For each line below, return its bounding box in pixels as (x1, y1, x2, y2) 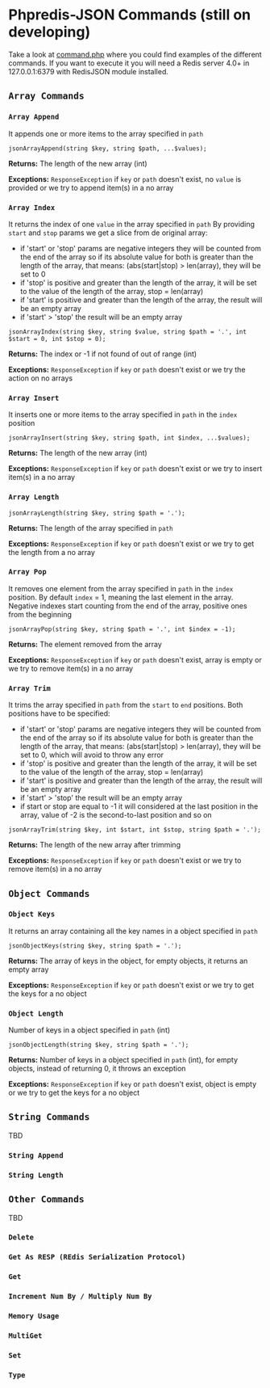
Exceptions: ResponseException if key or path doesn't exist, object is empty (8, 1079, 257, 1089)
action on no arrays (8, 373, 73, 383)
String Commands (8, 1111, 90, 1123)
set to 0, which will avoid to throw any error (19, 750, 164, 760)
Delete (8, 1233, 35, 1242)
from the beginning (8, 609, 73, 619)
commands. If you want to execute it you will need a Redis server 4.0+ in (8, 58, 250, 68)
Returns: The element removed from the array (8, 639, 163, 649)
